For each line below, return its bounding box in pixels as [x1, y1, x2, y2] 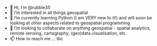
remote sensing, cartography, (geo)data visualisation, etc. [9, 31, 127, 36]
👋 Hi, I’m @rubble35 [9, 5, 51, 10]
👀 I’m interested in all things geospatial [9, 10, 89, 15]
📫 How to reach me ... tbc [9, 36, 63, 41]
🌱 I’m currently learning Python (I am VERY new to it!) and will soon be [9, 15, 153, 20]
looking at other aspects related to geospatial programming [9, 20, 130, 26]
